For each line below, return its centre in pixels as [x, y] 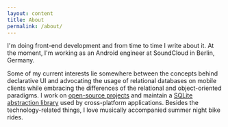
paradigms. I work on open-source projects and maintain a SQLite [100, 95]
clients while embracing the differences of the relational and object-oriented [114, 88]
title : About [26, 20]
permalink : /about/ [35, 26]
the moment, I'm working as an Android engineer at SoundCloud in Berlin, [111, 53]
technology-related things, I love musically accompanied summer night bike [114, 110]
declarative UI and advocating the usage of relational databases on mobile [112, 81]
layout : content [30, 13]
